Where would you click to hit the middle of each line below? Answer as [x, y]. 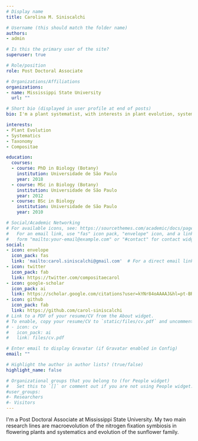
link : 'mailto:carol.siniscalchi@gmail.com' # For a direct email [96, 261]
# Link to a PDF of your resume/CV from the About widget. [80, 316]
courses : [22, 163]
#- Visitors [21, 403]
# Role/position [26, 65]
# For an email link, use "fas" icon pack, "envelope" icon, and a [93, 233]
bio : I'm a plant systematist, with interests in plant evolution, [91, 114]
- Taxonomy [19, 141]
